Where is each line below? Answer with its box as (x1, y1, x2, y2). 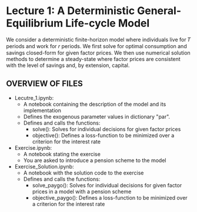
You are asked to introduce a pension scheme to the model (23, 157, 166, 164)
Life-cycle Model (65, 16, 150, 30)
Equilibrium (6, 16, 64, 30)
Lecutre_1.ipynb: (14, 94, 54, 101)
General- (137, 4, 182, 18)
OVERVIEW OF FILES (6, 79, 84, 89)
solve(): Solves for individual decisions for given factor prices (32, 125, 181, 133)
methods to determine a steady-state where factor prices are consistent (6, 55, 181, 62)
